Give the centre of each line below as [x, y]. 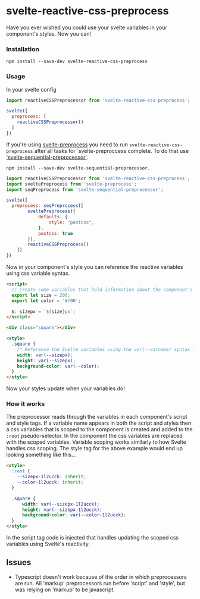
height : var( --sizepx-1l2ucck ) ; [62, 510]
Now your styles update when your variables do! [65, 388]
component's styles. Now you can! [49, 33]
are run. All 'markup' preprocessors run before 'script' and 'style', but [100, 583]
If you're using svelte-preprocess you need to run [67, 145]
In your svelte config [31, 89]
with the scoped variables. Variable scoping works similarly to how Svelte [96, 442]
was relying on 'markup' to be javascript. [65, 589]
